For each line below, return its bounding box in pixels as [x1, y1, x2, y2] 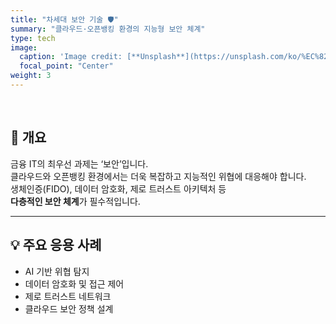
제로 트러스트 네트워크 [24, 290, 112, 302]
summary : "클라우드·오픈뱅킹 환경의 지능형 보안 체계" [10, 24, 206, 34]
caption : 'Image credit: [19, 52, 123, 62]
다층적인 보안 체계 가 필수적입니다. [10, 195, 141, 207]
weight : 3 [10, 71, 52, 81]
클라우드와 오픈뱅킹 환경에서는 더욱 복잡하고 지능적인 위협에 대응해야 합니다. [10, 170, 307, 182]
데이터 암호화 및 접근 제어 [24, 277, 125, 290]
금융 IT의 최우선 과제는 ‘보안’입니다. [10, 157, 149, 170]
